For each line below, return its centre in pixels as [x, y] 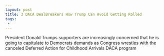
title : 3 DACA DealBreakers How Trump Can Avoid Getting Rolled [73, 14]
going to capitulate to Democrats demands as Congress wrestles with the [81, 43]
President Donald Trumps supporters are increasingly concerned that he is [82, 38]
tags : [11, 19]
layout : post [19, 10]
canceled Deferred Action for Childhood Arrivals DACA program [71, 48]
